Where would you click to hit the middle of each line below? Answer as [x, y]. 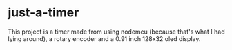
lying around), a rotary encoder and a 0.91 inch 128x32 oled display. [104, 38]
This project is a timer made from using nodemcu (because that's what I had [116, 32]
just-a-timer [43, 13]
